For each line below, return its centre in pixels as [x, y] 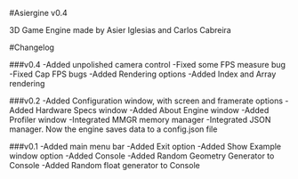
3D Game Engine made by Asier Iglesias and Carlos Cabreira [120, 30]
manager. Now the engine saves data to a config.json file [113, 129]
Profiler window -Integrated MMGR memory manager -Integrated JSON [140, 120]
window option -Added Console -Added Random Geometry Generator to [142, 156]
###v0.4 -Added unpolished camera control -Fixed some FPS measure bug [148, 65]
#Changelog [32, 47]
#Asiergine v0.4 [39, 13]
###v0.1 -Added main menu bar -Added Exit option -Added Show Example [145, 146]
